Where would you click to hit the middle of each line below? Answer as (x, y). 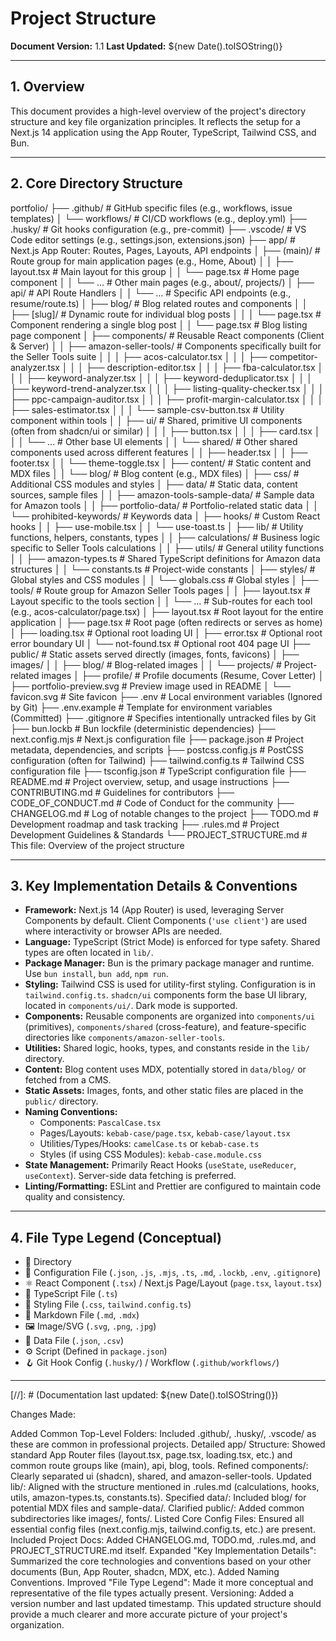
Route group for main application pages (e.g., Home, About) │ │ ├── (152, 261)
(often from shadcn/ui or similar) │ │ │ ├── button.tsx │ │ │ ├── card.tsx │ (165, 431)
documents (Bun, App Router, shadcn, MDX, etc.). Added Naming (145, 1572)
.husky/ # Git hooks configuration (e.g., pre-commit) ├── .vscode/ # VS (158, 229)
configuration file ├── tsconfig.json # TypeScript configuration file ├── (158, 771)
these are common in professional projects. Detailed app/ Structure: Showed (168, 1444)
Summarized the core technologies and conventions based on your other (161, 1561)
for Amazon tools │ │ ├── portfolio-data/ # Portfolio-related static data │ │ (164, 505)
